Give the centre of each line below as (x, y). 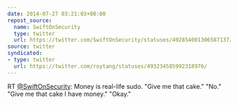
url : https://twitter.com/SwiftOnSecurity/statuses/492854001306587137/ (123, 40)
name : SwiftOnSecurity (47, 27)
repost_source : (30, 20)
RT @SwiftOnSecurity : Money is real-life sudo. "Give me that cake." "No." (114, 86)
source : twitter (31, 47)
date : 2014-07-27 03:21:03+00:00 (57, 14)
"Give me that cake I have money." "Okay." (69, 94)
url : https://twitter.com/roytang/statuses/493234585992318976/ (110, 66)
